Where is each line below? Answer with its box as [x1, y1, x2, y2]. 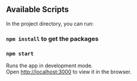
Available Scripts [6, 5, 69, 15]
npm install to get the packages [6, 34, 99, 43]
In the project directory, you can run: [6, 20, 94, 27]
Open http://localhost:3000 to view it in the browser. [6, 68, 132, 75]
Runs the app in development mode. [6, 62, 93, 69]
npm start [6, 50, 34, 57]
